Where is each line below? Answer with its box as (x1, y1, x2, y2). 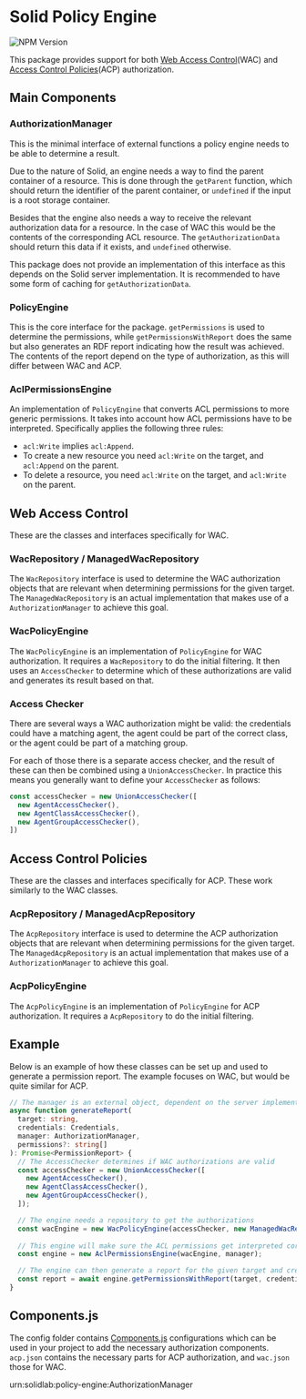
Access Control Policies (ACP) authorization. (9, 64, 175, 75)
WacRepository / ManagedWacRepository (9, 553, 199, 565)
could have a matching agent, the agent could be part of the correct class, (9, 727, 289, 738)
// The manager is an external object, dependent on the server (9, 1098, 259, 1107)
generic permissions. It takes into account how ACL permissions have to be (9, 413, 292, 424)
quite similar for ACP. (9, 1080, 88, 1091)
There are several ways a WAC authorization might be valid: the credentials (9, 717, 291, 729)
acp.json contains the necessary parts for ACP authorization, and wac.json (9, 1352, 290, 1363)
